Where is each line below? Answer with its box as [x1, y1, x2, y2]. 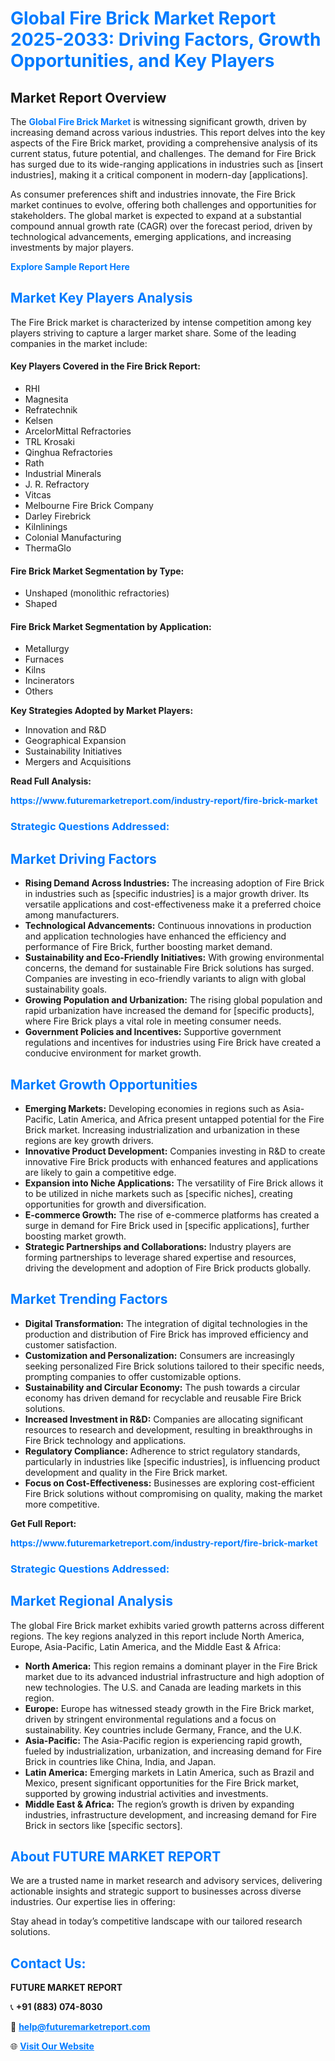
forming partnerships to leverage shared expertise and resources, [24, 1251, 297, 1263]
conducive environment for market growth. [24, 1047, 202, 1059]
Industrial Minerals [24, 468, 102, 480]
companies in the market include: [10, 337, 148, 349]
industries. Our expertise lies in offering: [10, 1896, 176, 1908]
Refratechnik [24, 404, 78, 416]
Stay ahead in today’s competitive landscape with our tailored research [10, 1915, 303, 1927]
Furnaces [24, 653, 65, 666]
